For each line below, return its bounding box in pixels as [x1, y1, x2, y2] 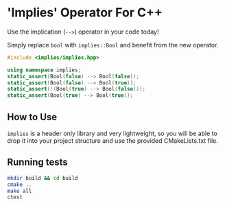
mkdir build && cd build [7, 174, 78, 181]
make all [7, 187, 32, 194]
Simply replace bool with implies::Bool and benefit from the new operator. [7, 41, 219, 49]
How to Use [7, 111, 58, 123]
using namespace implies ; [7, 67, 81, 73]
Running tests [7, 157, 69, 168]
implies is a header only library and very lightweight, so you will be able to [7, 129, 217, 137]
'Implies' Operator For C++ [7, 5, 163, 21]
